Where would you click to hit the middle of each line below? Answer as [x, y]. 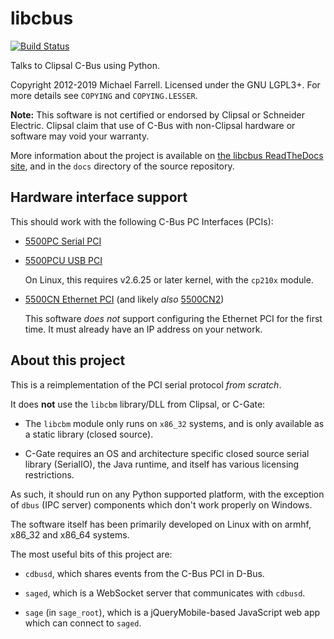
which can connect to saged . [83, 623]
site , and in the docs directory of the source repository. [122, 166]
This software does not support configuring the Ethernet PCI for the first [173, 318]
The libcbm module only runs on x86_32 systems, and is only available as [174, 423]
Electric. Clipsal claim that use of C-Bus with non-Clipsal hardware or [153, 125]
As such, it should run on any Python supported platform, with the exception [167, 494]
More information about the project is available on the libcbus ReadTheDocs [167, 155]
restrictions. [49, 474]
